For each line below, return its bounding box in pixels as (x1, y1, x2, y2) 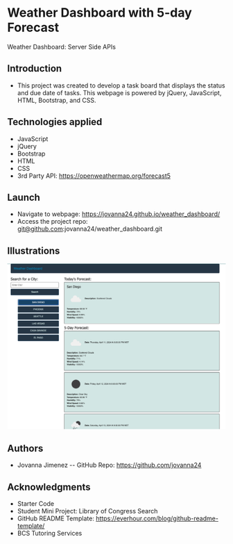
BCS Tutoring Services (17, 529, 83, 538)
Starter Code (17, 500, 54, 508)
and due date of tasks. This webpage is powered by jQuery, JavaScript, (17, 88, 222, 97)
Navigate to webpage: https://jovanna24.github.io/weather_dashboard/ (17, 210, 221, 218)
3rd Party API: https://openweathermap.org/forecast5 (17, 172, 171, 180)
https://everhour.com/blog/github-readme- (96, 514, 218, 522)
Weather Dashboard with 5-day (7, 5, 192, 21)
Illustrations (7, 245, 60, 256)
